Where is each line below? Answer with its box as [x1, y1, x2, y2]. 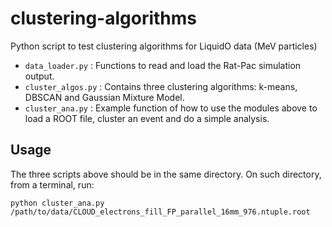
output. [24, 70, 55, 82]
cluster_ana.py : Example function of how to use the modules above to [24, 102, 318, 114]
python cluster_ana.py [10, 198, 105, 208]
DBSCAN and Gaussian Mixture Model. [24, 91, 185, 103]
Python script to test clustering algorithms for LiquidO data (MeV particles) [10, 40, 318, 52]
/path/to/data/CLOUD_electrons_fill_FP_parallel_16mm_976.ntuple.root [10, 207, 311, 217]
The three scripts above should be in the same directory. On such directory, [10, 168, 322, 180]
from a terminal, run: [10, 178, 95, 191]
